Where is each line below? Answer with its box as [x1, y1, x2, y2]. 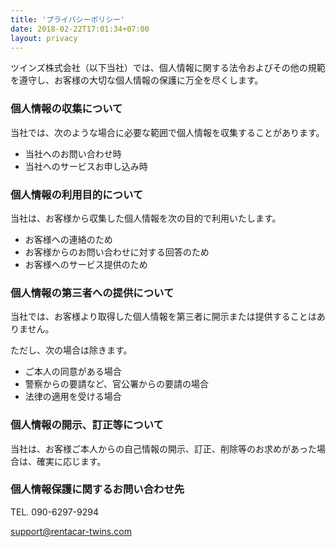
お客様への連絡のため [24, 233, 113, 245]
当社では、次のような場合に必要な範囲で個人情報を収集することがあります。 [10, 126, 325, 138]
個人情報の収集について [10, 102, 123, 116]
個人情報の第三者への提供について [10, 286, 175, 300]
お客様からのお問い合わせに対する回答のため [24, 246, 210, 258]
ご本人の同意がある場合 [24, 366, 122, 378]
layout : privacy [10, 33, 78, 43]
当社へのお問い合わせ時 [24, 147, 122, 160]
